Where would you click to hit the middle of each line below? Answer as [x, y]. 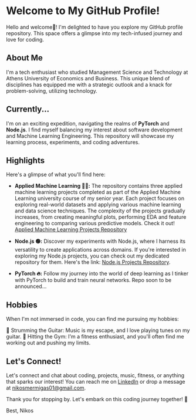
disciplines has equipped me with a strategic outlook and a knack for [89, 84]
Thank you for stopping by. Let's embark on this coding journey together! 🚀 [97, 399]
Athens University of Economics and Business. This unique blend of [88, 78]
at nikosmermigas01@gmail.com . [46, 388]
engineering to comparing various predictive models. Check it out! [94, 223]
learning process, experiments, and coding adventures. [73, 142]
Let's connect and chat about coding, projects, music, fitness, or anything [95, 375]
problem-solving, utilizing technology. [52, 91]
